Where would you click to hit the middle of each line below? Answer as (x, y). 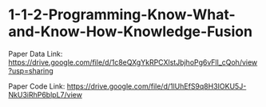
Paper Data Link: (36, 53)
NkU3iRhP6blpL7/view (45, 94)
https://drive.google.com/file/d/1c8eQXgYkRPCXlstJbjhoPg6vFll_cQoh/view (133, 62)
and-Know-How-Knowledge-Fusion (131, 32)
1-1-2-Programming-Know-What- (122, 15)
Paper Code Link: (37, 86)
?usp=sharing (31, 70)
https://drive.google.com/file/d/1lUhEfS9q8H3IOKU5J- (157, 86)
